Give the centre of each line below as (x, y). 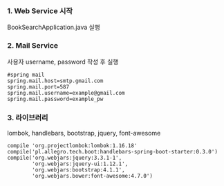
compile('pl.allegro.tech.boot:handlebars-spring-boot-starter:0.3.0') (112, 151)
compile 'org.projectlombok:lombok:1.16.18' (72, 146)
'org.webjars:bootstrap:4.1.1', (79, 170)
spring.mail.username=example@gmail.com (66, 93)
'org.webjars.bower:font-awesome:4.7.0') (93, 176)
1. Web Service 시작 (40, 10)
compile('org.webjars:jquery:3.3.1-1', (65, 158)
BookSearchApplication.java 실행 (54, 27)
